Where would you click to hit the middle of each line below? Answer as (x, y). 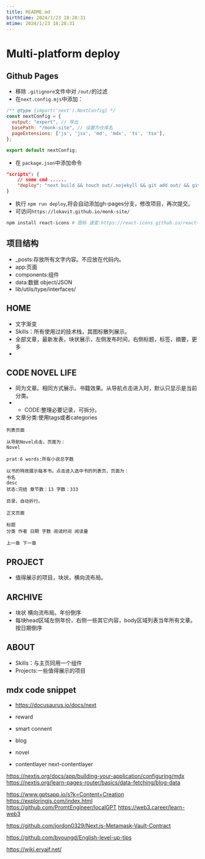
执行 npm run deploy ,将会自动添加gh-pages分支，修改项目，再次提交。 (104, 203)
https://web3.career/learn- (151, 807)
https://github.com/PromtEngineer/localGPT (62, 807)
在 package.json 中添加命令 (49, 163)
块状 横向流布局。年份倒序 (48, 612)
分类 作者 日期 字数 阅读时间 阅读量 (47, 532)
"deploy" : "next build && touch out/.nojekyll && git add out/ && (103, 186)
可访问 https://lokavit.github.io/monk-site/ (72, 211)
